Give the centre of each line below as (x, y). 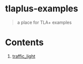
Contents (25, 42)
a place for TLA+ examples (44, 22)
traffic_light (24, 56)
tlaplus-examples (42, 9)
